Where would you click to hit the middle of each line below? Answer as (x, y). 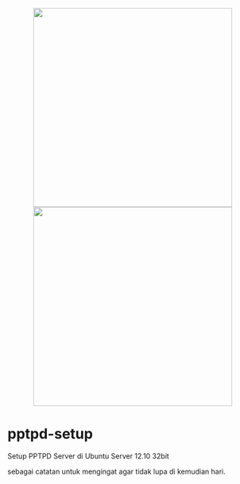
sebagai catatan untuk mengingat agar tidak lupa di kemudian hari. (116, 471)
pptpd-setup (50, 434)
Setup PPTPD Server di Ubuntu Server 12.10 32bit (89, 456)
